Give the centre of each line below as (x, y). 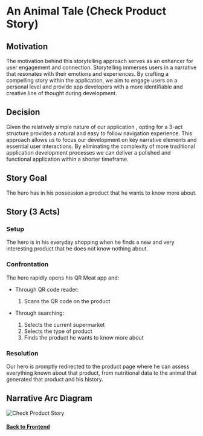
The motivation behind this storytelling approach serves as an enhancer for (100, 61)
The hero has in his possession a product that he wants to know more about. (101, 193)
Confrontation (27, 264)
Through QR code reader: (47, 289)
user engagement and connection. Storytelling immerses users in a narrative (101, 67)
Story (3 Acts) (33, 212)
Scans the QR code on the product (67, 301)
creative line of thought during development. (62, 93)
